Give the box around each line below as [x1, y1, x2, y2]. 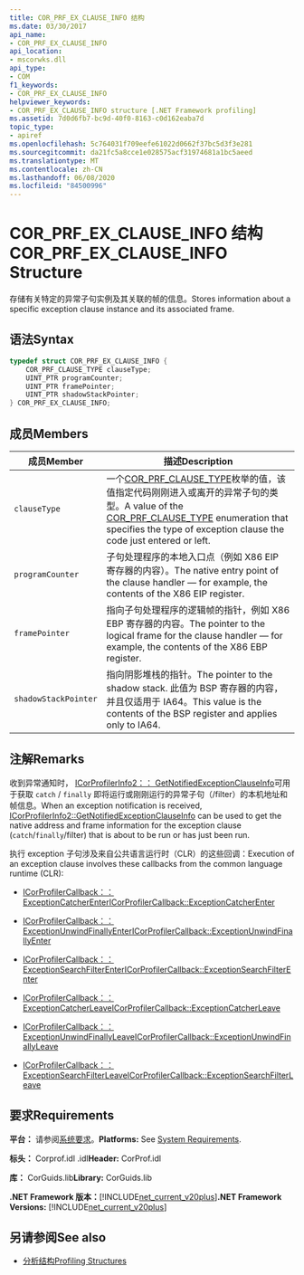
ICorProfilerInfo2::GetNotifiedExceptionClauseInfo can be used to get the [9, 810, 282, 821]
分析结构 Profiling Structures [22, 1255, 127, 1267]
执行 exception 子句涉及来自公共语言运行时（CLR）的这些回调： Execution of [9, 848, 295, 859]
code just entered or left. [106, 534, 211, 547]
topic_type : [9, 123, 54, 132]
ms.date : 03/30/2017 [9, 22, 88, 31]
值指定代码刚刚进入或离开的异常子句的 [106, 486, 270, 499]
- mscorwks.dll [9, 55, 67, 64]
